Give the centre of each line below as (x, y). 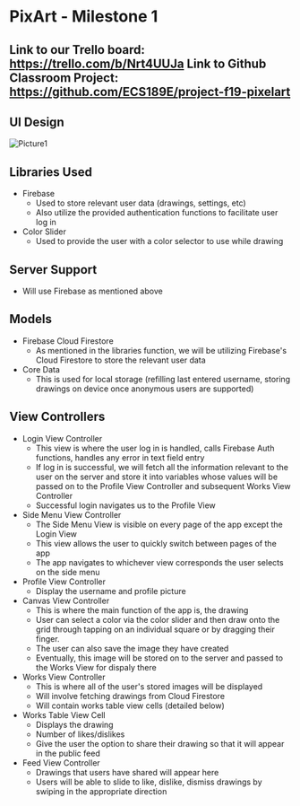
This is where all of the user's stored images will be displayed (149, 686)
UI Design (37, 122)
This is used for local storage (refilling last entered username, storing (163, 379)
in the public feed (68, 753)
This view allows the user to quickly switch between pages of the (156, 543)
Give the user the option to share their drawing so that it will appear (160, 743)
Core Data (41, 369)
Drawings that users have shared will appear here (127, 772)
